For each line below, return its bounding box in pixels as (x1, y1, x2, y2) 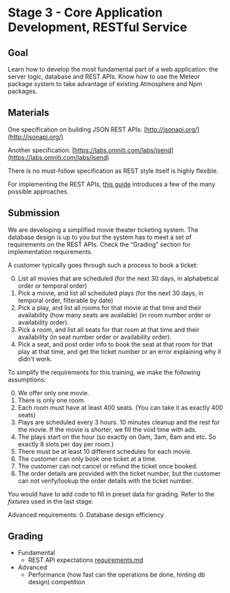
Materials (8, 107, 50, 118)
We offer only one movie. (17, 388, 90, 397)
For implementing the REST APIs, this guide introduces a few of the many (8, 180, 216, 188)
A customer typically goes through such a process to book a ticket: (8, 260, 198, 269)
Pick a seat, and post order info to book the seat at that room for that (17, 340, 213, 348)
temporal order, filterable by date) (17, 296, 114, 304)
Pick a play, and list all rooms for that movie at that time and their (17, 303, 202, 311)
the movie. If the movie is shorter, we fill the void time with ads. (17, 425, 197, 433)
